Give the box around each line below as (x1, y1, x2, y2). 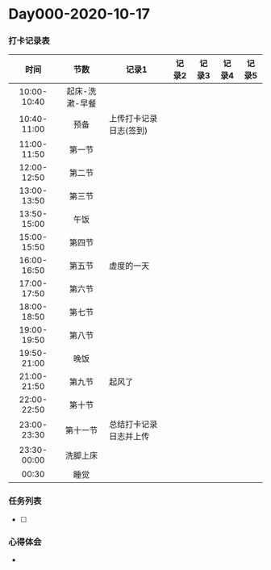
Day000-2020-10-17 (8, 5, 151, 23)
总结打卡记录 (108, 419, 158, 430)
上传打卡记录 (108, 113, 158, 124)
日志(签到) (108, 125, 148, 136)
